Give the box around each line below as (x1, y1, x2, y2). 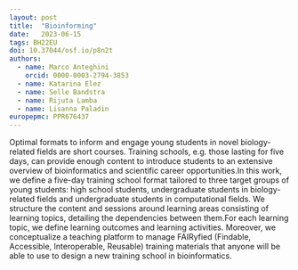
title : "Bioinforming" (9, 21, 98, 30)
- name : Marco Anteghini (17, 63, 109, 72)
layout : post (9, 12, 58, 22)
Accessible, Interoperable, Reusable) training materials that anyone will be (9, 241, 281, 252)
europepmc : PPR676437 (9, 112, 90, 121)
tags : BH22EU (9, 37, 58, 47)
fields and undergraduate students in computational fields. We (36, 193, 265, 205)
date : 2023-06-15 (9, 29, 82, 38)
